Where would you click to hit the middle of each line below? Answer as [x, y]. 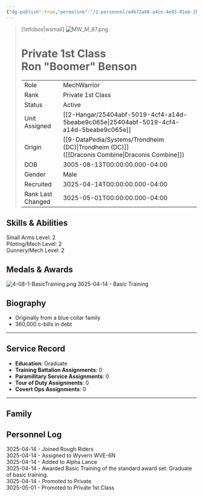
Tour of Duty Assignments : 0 [52, 383]
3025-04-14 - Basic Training [113, 284]
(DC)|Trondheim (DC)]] [96, 147]
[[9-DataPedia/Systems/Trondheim [114, 139]
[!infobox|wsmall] [43, 29]
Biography [26, 303]
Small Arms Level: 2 [31, 237]
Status [33, 105]
